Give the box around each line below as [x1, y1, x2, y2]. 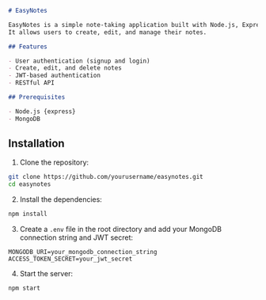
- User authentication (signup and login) [8, 57, 150, 65]
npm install [8, 210, 47, 218]
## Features [8, 43, 47, 51]
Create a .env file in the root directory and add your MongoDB [19, 225, 222, 234]
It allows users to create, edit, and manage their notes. [8, 28, 207, 36]
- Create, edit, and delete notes [8, 64, 123, 72]
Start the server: [19, 269, 74, 279]
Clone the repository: [19, 158, 89, 167]
